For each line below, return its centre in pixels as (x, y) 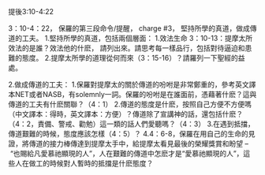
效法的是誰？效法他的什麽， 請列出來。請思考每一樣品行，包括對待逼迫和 (127, 48)
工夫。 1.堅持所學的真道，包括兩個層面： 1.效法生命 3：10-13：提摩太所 (137, 38)
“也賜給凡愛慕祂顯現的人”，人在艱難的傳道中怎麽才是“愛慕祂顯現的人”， (127, 153)
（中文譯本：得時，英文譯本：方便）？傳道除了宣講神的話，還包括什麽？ (125, 114)
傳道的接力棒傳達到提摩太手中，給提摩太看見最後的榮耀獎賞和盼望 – (138, 143)
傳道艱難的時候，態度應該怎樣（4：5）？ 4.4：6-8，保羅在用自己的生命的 (128, 134)
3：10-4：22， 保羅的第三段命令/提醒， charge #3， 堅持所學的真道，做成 (129, 28)
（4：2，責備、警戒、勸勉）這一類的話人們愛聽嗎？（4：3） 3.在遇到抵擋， (131, 124)
